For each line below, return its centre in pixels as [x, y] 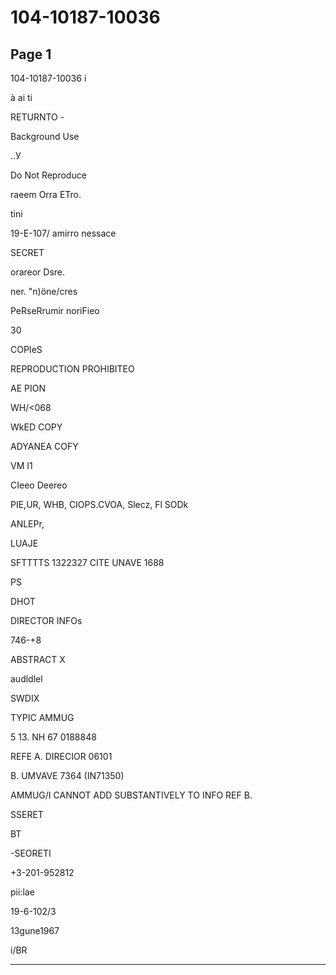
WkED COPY [36, 427]
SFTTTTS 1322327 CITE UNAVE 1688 [87, 562]
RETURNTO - [37, 117]
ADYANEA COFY [44, 446]
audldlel [26, 679]
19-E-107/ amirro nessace [63, 233]
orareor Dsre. [38, 272]
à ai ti [21, 97]
